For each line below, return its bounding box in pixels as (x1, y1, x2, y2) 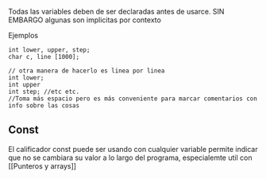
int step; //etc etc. (8, 88, 80, 95)
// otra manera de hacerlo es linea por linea (8, 67, 165, 75)
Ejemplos (8, 31, 38, 40)
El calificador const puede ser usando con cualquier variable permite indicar (8, 144, 258, 154)
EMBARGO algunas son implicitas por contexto (8, 15, 161, 25)
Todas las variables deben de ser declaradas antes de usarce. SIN (8, 7, 225, 16)
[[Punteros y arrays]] (8, 161, 77, 170)
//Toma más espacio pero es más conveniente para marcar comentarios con (8, 95, 258, 103)
